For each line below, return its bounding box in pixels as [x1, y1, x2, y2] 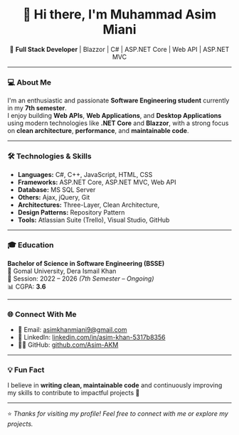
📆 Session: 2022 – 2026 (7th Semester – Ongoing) [7, 274, 154, 283]
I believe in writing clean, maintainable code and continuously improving [7, 381, 223, 390]
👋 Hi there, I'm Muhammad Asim [22, 6, 217, 23]
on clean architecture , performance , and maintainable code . [7, 127, 189, 135]
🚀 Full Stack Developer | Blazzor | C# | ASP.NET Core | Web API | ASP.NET [9, 45, 230, 53]
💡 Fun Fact [7, 365, 45, 375]
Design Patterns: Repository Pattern [17, 208, 125, 216]
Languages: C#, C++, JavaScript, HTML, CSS [17, 170, 153, 178]
